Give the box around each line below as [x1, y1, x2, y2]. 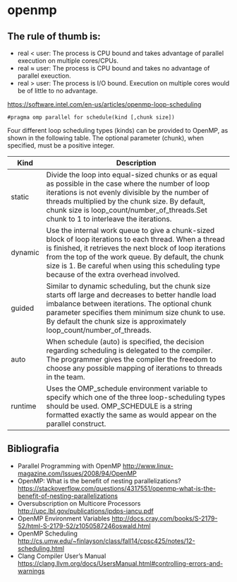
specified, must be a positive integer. [7, 141, 115, 150]
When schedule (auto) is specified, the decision [46, 337, 205, 346]
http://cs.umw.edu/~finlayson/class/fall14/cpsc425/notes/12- [17, 536, 195, 545]
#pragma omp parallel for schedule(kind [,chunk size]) [7, 114, 175, 121]
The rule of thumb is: [7, 30, 101, 42]
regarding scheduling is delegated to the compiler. [46, 345, 213, 355]
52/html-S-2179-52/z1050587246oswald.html [17, 521, 151, 530]
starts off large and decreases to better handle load [46, 290, 217, 299]
